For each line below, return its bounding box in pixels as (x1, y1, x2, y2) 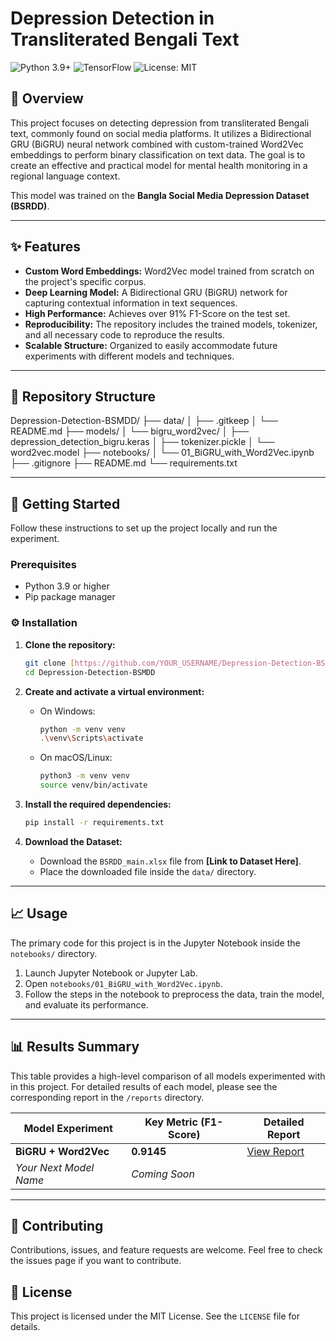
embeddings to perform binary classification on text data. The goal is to (10, 148, 306, 161)
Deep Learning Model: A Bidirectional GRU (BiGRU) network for (24, 286, 288, 298)
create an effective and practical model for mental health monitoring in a (10, 159, 308, 171)
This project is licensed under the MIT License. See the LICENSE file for (10, 1310, 300, 1322)
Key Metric (144, 1115, 198, 1129)
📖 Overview (10, 90, 84, 107)
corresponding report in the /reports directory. (10, 1091, 205, 1103)
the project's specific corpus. (24, 275, 147, 287)
